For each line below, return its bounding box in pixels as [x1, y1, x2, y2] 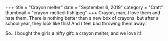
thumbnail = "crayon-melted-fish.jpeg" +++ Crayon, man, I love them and [5, 10, 160, 16]
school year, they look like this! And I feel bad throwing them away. [5, 20, 146, 26]
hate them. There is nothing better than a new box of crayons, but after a [5, 15, 159, 21]
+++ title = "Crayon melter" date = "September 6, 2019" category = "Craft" [5, 5, 163, 10]
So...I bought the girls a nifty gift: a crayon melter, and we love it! [5, 30, 142, 36]
